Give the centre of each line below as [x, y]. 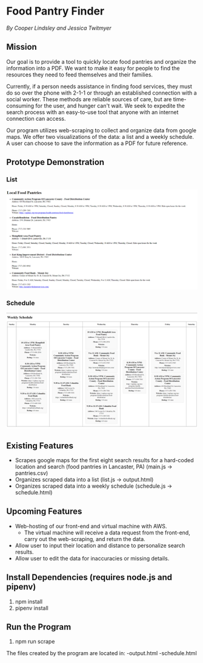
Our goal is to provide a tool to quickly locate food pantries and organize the [101, 61]
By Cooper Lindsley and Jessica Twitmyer [59, 28]
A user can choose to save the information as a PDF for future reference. [97, 143]
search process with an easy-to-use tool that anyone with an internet [92, 112]
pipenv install [32, 608]
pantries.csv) [32, 473]
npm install [29, 601]
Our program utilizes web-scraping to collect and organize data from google [101, 130]
